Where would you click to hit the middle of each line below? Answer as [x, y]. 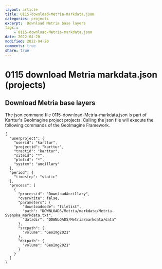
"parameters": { [34, 202]
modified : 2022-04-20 [27, 41]
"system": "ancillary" [37, 164]
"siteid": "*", [29, 155]
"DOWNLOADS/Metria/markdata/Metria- [77, 211]
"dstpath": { [31, 241]
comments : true [20, 46]
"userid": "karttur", [36, 143]
